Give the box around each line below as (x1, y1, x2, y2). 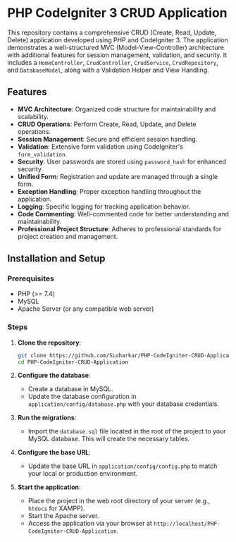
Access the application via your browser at (27, 519, 153, 528)
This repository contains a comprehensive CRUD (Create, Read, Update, (7, 28, 217, 37)
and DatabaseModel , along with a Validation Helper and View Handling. (7, 66, 209, 74)
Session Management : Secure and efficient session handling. (17, 135, 198, 143)
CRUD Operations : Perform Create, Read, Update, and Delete (17, 120, 197, 128)
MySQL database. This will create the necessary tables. (27, 435, 190, 443)
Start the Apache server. (27, 512, 99, 520)
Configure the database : (17, 371, 91, 380)
